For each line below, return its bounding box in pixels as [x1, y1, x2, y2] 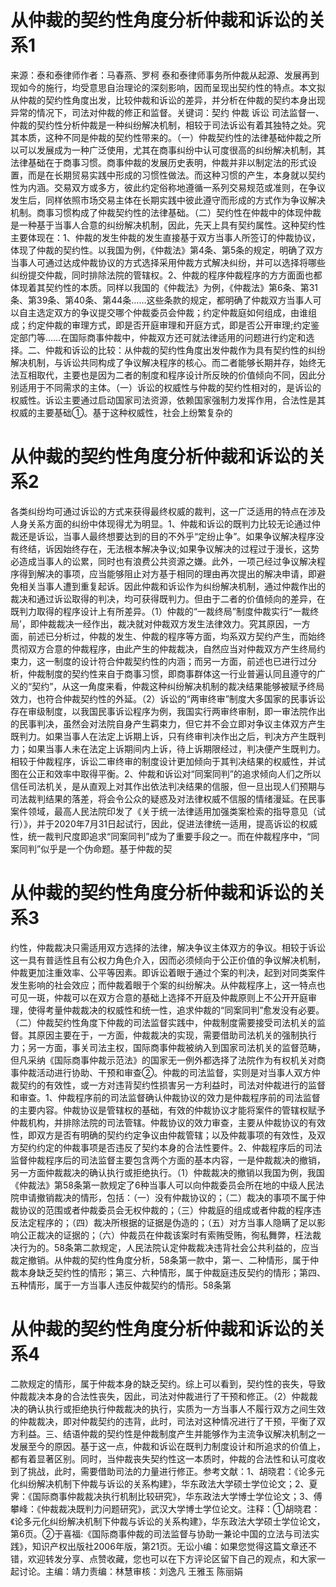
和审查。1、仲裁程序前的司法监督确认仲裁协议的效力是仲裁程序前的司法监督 [10, 1091, 321, 1103]
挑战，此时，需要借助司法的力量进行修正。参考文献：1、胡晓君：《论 [27, 1465, 308, 1477]
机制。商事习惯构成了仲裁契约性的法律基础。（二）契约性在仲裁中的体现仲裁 [10, 206, 322, 218]
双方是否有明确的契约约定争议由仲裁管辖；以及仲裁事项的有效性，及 [36, 1129, 317, 1141]
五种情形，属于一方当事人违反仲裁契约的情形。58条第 [10, 1279, 232, 1291]
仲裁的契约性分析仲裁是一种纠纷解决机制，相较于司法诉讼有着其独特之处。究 [10, 119, 326, 131]
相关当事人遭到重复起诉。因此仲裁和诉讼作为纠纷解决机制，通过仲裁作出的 [18, 580, 326, 592]
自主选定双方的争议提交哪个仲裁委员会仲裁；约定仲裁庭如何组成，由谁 [18, 306, 308, 318]
